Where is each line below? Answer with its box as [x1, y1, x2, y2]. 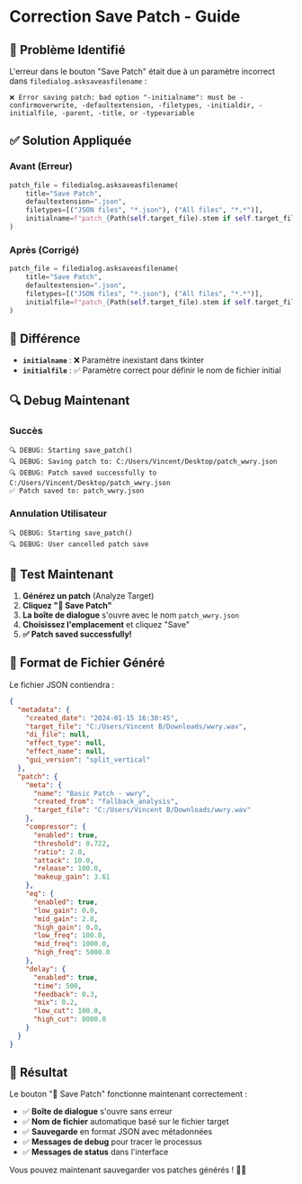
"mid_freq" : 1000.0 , [32, 939, 111, 949]
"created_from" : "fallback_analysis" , [32, 797, 179, 807]
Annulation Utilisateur [9, 507, 108, 520]
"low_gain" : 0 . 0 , [32, 906, 99, 915]
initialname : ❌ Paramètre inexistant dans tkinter [22, 355, 205, 366]
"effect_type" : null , [25, 738, 106, 748]
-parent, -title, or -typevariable [61, 109, 195, 118]
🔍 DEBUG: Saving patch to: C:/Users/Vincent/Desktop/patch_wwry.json [9, 456, 278, 465]
